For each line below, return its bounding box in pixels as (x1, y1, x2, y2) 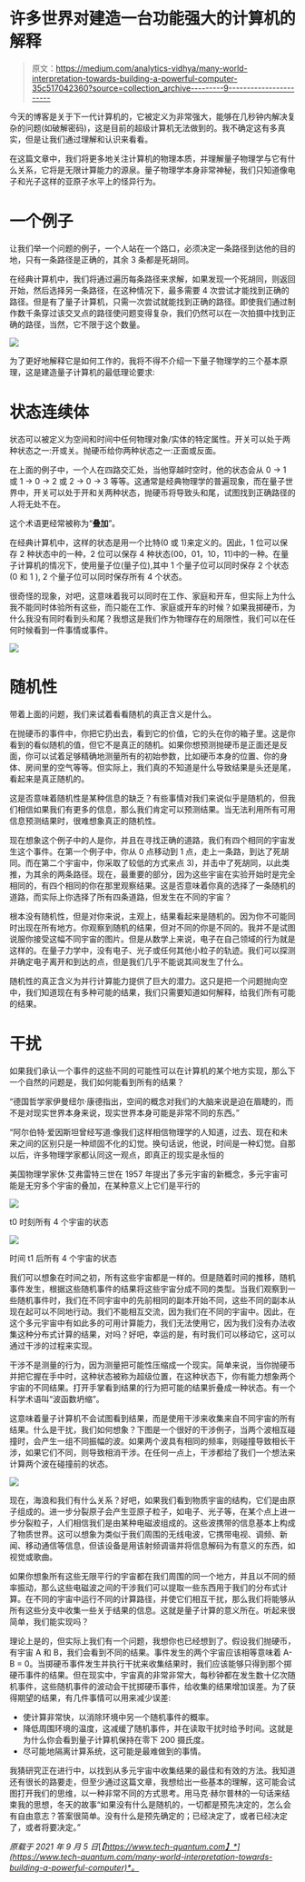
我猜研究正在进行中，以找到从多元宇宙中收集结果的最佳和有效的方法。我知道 (9, 1765, 296, 1776)
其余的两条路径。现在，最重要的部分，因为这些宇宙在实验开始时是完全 (33, 869, 296, 880)
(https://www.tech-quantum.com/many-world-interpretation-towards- (9, 1851, 273, 1862)
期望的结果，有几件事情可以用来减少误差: (16, 1692, 172, 1703)
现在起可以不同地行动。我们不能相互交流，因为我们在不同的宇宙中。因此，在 (9, 1306, 296, 1317)
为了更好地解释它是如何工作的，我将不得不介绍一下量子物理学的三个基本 (9, 355, 280, 366)
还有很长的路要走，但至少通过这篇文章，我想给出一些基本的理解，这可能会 (9, 1776, 288, 1787)
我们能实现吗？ (33, 1616, 89, 1627)
